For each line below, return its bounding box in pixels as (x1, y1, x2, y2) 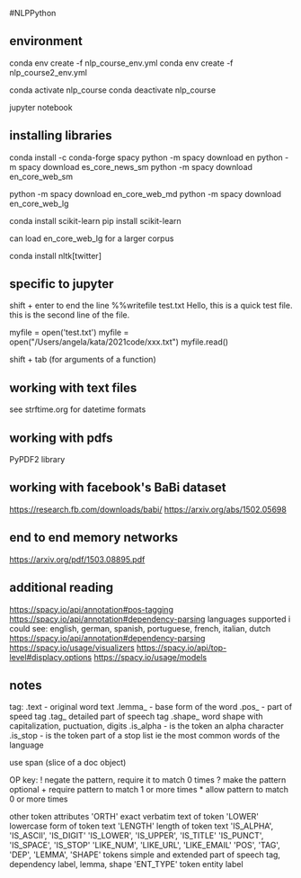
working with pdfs (9, 430, 114, 445)
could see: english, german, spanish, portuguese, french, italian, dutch (9, 623, 271, 633)
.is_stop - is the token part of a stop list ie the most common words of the (9, 730, 280, 741)
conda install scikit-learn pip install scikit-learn (9, 215, 181, 226)
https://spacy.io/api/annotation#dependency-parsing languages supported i (9, 614, 291, 624)
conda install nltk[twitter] (9, 250, 102, 261)
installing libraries (9, 128, 112, 143)
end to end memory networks (9, 530, 179, 545)
